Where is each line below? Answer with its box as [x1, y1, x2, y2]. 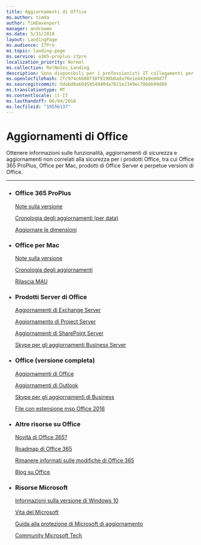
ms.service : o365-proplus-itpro [6, 53, 87, 59]
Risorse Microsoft [14, 483, 68, 492]
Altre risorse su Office [14, 420, 81, 428]
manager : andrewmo [6, 25, 52, 32]
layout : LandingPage [6, 37, 58, 43]
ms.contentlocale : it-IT [6, 92, 68, 98]
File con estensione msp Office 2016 [14, 405, 105, 412]
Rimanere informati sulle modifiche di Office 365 [14, 457, 135, 464]
